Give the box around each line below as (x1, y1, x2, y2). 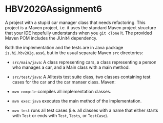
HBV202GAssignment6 (5, 3, 102, 15)
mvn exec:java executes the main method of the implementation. (12, 98, 142, 103)
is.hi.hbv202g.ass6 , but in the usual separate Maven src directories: (5, 50, 143, 56)
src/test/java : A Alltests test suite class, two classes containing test (12, 74, 151, 80)
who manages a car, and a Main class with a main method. (12, 64, 130, 70)
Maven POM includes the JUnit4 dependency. (5, 35, 98, 41)
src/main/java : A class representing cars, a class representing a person (12, 59, 157, 65)
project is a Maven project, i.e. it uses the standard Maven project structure (5, 24, 156, 30)
